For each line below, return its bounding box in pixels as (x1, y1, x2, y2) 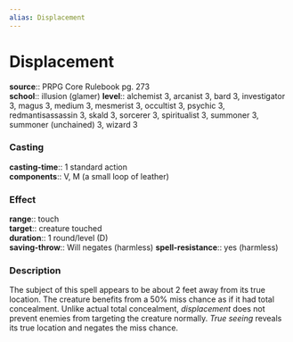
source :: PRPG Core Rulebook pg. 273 (9, 81, 150, 92)
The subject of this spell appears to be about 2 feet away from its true (9, 285, 265, 296)
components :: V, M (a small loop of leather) (9, 171, 169, 181)
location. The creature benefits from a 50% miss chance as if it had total (9, 294, 274, 304)
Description (9, 264, 61, 277)
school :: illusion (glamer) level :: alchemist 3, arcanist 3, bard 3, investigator (9, 90, 286, 101)
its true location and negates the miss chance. (9, 322, 179, 333)
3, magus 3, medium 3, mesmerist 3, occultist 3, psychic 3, (9, 100, 225, 111)
